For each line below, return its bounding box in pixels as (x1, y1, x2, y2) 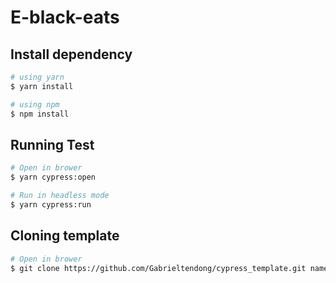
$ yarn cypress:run (10, 199, 92, 210)
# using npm (10, 99, 60, 110)
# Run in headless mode (10, 191, 110, 201)
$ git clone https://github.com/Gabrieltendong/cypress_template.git (10, 263, 307, 273)
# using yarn (10, 72, 65, 82)
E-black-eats (10, 6, 120, 29)
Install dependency (10, 46, 133, 63)
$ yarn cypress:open (10, 172, 97, 183)
